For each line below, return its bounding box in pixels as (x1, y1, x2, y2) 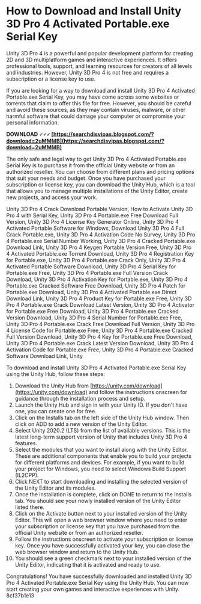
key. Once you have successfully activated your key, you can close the (14, 541, 190, 549)
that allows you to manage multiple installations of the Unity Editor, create (6, 187, 188, 194)
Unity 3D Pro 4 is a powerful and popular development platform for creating (6, 49, 193, 57)
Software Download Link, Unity (6, 352, 83, 359)
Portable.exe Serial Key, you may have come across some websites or (6, 93, 179, 100)
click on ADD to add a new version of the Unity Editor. (14, 420, 148, 428)
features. (14, 439, 38, 446)
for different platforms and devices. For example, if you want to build (14, 458, 185, 466)
